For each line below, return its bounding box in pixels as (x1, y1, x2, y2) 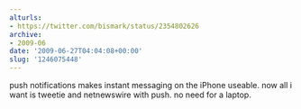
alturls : (9, 13, 42, 23)
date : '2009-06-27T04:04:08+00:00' (9, 47, 143, 56)
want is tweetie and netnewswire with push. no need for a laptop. (9, 89, 252, 100)
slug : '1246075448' (9, 55, 83, 64)
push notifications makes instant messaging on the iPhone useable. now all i (9, 80, 293, 90)
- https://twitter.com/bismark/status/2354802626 (9, 22, 200, 31)
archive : (9, 30, 42, 39)
